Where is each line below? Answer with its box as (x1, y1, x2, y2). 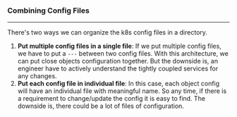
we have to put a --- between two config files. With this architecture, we (17, 49, 229, 58)
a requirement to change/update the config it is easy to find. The (17, 94, 206, 103)
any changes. (17, 72, 58, 80)
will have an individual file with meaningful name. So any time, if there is (17, 87, 227, 95)
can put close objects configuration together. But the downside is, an (17, 57, 219, 66)
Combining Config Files (7, 6, 90, 16)
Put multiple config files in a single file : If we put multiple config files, (17, 42, 222, 51)
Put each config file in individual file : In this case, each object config (17, 80, 220, 88)
